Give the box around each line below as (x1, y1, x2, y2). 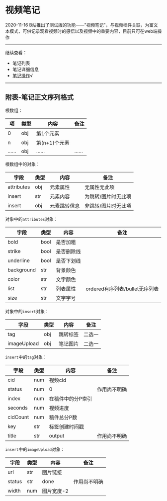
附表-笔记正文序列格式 (5, 93, 74, 102)
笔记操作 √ (12, 73, 33, 79)
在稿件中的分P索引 (49, 395, 92, 402)
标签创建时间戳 (49, 423, 84, 430)
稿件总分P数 (49, 414, 78, 420)
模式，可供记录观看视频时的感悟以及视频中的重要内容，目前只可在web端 (9, 28, 158, 34)
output (49, 432, 65, 439)
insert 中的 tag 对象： (5, 354, 47, 360)
